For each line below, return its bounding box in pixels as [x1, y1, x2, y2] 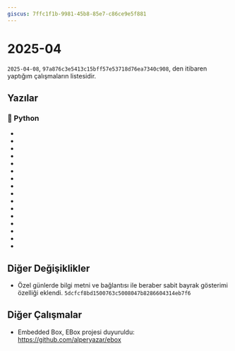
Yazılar [7, 92, 39, 104]
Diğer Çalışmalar [7, 309, 83, 321]
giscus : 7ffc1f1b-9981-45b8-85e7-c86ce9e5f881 [7, 10, 147, 18]
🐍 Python [7, 113, 40, 123]
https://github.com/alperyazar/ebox [17, 335, 121, 343]
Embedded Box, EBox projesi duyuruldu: [17, 328, 135, 336]
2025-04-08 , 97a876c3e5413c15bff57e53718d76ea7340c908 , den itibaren [7, 64, 207, 73]
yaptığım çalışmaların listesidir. [7, 71, 97, 80]
